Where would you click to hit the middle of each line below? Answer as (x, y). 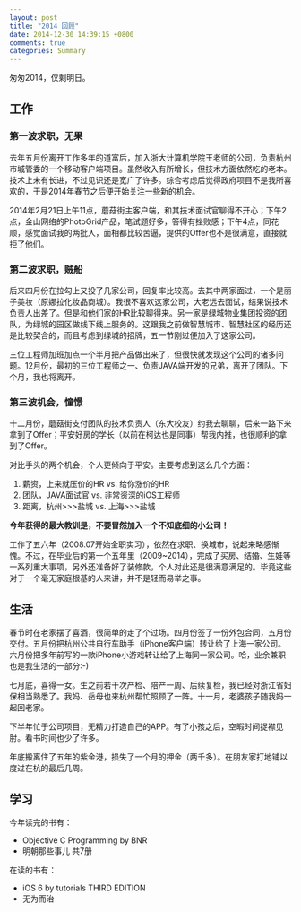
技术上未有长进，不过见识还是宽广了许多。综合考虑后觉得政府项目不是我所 (146, 179)
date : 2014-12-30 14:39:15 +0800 (72, 34)
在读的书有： (33, 870)
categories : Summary (48, 51)
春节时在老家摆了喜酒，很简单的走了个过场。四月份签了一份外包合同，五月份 (150, 632)
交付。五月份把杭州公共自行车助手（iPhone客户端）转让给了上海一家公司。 (148, 644)
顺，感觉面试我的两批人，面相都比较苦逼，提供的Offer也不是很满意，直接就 (148, 232)
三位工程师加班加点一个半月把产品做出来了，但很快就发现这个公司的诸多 (142, 354)
